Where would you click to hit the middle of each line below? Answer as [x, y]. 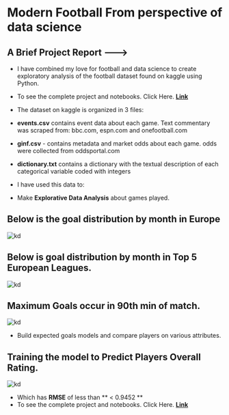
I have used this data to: [51, 185]
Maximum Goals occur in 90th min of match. [104, 306]
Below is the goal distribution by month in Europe [114, 219]
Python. [28, 83]
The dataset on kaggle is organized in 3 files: [80, 110]
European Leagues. [50, 268]
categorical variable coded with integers [74, 171]
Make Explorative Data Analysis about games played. [93, 198]
